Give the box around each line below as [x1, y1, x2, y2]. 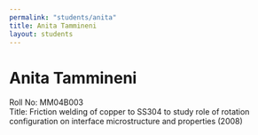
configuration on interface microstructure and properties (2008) [9, 116, 244, 127]
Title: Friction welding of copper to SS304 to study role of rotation [9, 107, 250, 117]
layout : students [9, 29, 74, 38]
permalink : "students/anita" [9, 12, 117, 22]
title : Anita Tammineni [9, 21, 98, 30]
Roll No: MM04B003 [9, 97, 84, 107]
